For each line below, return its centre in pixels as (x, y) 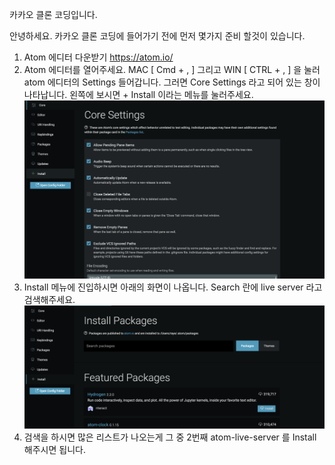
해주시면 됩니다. (54, 449)
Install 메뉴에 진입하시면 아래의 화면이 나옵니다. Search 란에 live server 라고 (173, 287)
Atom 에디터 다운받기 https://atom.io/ (98, 57)
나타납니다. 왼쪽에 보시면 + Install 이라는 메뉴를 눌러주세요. (138, 94)
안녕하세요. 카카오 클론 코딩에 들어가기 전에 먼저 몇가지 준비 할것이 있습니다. (157, 36)
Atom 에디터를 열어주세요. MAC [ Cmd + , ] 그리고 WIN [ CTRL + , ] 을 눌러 (172, 69)
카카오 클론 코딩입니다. (53, 14)
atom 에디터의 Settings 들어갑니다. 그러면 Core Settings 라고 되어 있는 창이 (172, 82)
